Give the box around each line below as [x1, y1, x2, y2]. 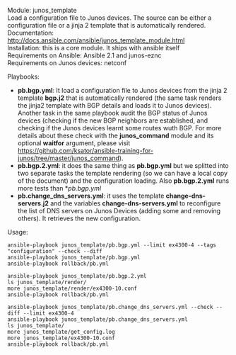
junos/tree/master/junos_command [17, 154, 120, 162]
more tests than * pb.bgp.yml [17, 184, 101, 192]
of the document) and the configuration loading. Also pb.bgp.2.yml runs [17, 176, 230, 185]
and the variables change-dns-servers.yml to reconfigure [50, 199, 221, 208]
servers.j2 [17, 199, 49, 208]
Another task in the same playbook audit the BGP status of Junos [17, 109, 208, 117]
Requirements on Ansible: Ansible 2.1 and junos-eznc [7, 51, 162, 60]
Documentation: [7, 28, 54, 37]
